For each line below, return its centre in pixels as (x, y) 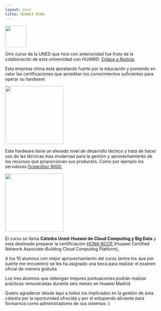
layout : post (18, 10)
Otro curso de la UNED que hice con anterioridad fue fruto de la (69, 54)
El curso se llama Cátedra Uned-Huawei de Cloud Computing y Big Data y (81, 239)
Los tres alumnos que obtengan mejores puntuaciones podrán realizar (76, 278)
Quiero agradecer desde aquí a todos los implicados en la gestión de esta (79, 293)
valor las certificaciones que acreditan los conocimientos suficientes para (80, 73)
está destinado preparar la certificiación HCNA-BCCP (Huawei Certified (77, 243)
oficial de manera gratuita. (32, 269)
